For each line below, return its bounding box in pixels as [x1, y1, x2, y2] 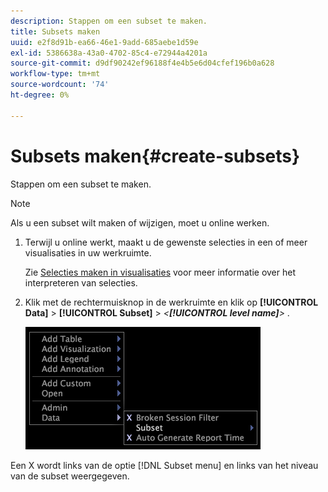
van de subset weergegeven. [10, 470, 130, 482]
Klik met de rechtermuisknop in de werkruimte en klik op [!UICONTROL [24, 296, 319, 308]
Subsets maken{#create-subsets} [10, 145, 301, 167]
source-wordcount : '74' [10, 80, 110, 90]
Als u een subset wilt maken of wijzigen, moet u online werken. [10, 216, 270, 229]
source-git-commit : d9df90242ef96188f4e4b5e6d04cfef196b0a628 [10, 58, 275, 69]
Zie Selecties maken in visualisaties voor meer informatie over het [24, 266, 297, 278]
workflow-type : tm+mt [10, 69, 101, 79]
